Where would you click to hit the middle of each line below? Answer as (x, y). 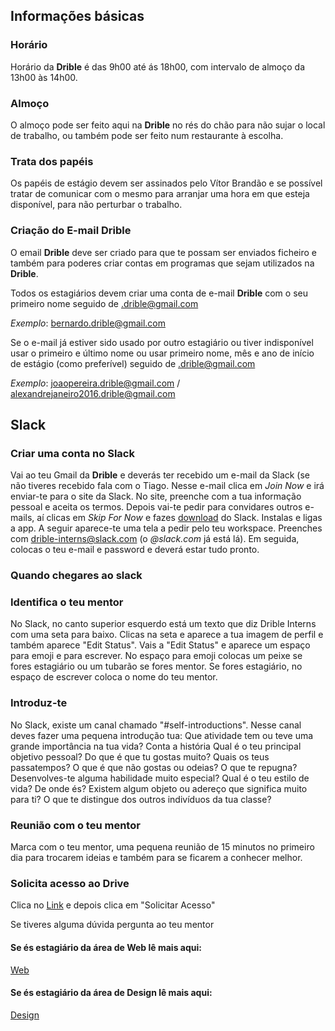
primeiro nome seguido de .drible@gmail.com (104, 303)
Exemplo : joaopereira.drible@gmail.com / (95, 383)
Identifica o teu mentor (67, 602)
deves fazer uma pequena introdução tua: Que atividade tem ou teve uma (162, 735)
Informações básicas (77, 16)
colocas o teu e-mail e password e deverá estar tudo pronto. (135, 550)
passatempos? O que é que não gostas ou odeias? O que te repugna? (154, 767)
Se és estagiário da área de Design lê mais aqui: (111, 993)
